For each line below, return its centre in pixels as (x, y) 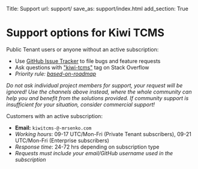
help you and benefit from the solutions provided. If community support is (97, 98)
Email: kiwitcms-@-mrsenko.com (53, 128)
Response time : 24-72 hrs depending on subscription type (87, 147)
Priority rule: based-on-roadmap (55, 74)
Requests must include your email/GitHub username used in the (94, 153)
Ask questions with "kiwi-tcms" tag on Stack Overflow (82, 67)
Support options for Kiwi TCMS (85, 33)
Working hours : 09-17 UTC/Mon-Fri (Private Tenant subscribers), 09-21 (103, 134)
